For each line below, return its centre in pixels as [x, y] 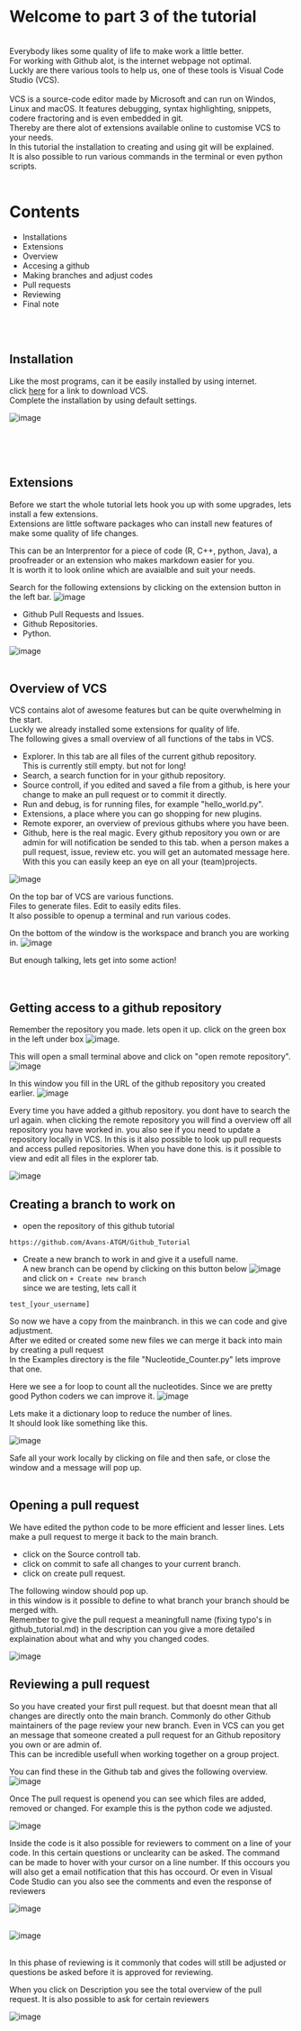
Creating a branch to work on [93, 1204]
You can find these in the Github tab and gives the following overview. [138, 1771]
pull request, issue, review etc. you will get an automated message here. [156, 852]
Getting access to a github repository [115, 1008]
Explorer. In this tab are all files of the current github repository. [139, 756]
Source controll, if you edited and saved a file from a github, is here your [156, 785]
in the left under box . [65, 1039]
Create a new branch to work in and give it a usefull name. [130, 1259]
